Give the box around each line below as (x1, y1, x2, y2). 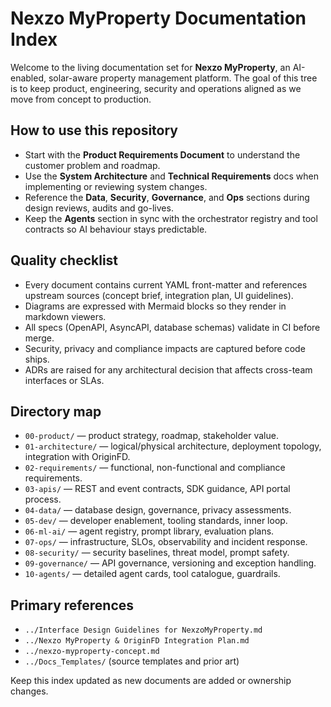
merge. (24, 332, 55, 344)
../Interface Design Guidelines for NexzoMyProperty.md (24, 625, 263, 636)
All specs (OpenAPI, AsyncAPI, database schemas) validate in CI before (24, 321, 321, 333)
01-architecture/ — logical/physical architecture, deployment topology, (24, 440, 322, 452)
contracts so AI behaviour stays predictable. (24, 223, 208, 235)
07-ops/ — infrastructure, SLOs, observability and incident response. (24, 536, 308, 548)
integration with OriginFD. (24, 451, 131, 463)
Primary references (10, 597, 135, 614)
